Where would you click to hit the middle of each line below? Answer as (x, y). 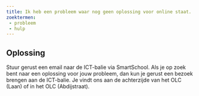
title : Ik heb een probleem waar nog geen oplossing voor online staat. (99, 12)
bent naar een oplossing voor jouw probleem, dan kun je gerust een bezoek (99, 74)
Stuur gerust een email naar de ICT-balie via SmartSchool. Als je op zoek (96, 67)
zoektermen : (21, 17)
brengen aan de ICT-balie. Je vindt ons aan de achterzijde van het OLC (94, 80)
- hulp (17, 28)
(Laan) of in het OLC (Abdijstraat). (48, 86)
